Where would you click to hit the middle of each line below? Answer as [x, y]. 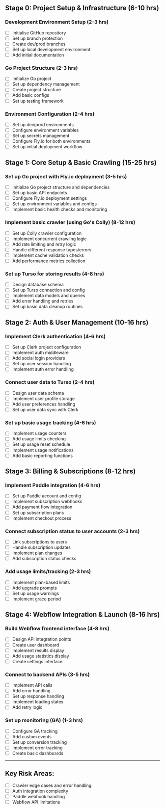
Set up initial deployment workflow [47, 147]
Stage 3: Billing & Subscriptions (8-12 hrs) [70, 472]
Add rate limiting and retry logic [44, 244]
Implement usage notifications [43, 450]
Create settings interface [37, 661]
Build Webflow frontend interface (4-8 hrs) [57, 629]
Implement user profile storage [43, 398]
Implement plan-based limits [41, 582]
